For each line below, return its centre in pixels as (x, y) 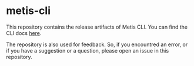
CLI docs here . (24, 33)
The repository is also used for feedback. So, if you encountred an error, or (97, 44)
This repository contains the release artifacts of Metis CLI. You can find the (97, 27)
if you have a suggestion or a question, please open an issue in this (88, 50)
